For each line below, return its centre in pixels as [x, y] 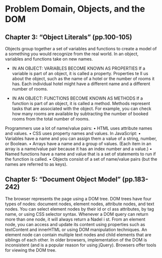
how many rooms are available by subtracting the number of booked [80, 114]
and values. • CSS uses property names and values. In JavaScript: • [73, 133]
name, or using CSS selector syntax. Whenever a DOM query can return [77, 214]
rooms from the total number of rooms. [51, 119]
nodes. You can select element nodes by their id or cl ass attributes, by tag [80, 209]
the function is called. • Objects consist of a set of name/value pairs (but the [81, 159]
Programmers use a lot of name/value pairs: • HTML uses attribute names [79, 128]
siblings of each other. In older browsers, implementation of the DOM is [76, 240]
